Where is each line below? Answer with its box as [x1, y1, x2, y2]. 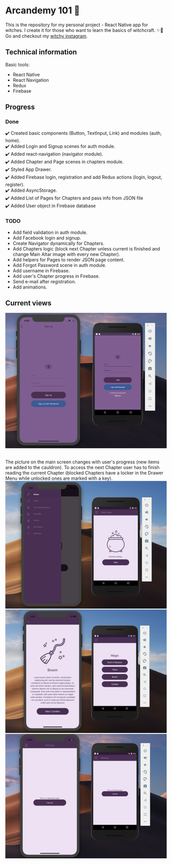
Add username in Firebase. [12, 267, 70, 274]
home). [5, 137, 20, 143]
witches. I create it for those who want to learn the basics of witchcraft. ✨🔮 [5, 27, 164, 33]
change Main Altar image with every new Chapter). [12, 251, 120, 257]
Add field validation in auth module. [12, 229, 88, 236]
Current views [5, 299, 52, 308]
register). [5, 182, 25, 188]
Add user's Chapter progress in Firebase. [12, 273, 100, 279]
